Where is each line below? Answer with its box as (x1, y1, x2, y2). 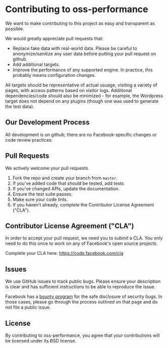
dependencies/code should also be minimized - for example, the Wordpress (5, 93, 163, 99)
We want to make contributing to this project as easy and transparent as (5, 20, 155, 26)
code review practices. (5, 137, 53, 143)
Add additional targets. (12, 61, 60, 67)
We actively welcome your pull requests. (5, 165, 90, 171)
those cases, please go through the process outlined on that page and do (5, 299, 158, 305)
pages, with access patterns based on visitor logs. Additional (5, 87, 132, 93)
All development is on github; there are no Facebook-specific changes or (5, 132, 157, 138)
